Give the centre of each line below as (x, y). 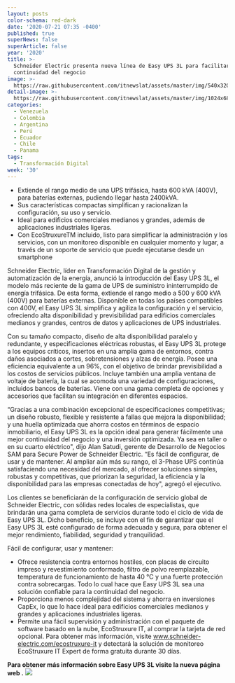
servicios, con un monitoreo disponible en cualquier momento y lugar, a (120, 242)
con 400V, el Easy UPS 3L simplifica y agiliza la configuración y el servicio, (115, 308)
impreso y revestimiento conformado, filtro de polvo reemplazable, (113, 569)
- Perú (23, 131)
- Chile (25, 144)
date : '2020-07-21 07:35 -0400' (54, 27)
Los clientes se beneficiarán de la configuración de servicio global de (107, 497)
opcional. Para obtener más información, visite (84, 636)
